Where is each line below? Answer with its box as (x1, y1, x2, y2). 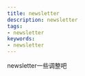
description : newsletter (7, 16, 78, 23)
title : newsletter (7, 10, 60, 17)
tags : (7, 23, 23, 29)
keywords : (7, 36, 36, 42)
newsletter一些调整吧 (7, 62, 67, 69)
